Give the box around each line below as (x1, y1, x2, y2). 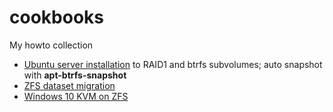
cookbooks (9, 6, 104, 29)
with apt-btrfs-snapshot (23, 69, 127, 81)
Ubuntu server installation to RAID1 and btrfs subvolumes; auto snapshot (23, 58, 323, 70)
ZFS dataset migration (23, 79, 116, 91)
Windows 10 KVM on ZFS (23, 90, 129, 102)
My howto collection (9, 39, 94, 51)
